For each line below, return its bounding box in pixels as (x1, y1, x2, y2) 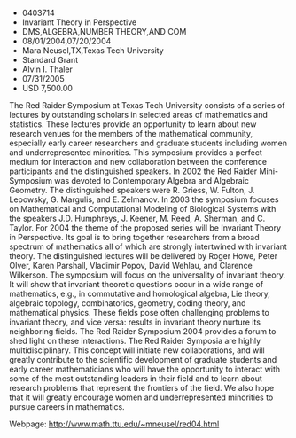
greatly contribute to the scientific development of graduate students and (9, 355, 277, 364)
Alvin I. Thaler (21, 64, 74, 74)
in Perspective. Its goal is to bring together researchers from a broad (9, 232, 260, 242)
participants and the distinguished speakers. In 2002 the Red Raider (9, 166, 258, 176)
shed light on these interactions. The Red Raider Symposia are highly (9, 336, 261, 346)
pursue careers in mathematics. (9, 402, 126, 411)
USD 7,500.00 (21, 83, 74, 93)
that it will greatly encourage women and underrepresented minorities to (9, 392, 274, 403)
